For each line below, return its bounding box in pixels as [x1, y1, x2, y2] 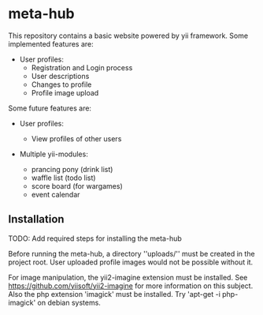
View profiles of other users [31, 133, 122, 143]
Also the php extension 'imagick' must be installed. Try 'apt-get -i [8, 289, 220, 298]
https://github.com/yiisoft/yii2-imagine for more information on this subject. [8, 281, 254, 291]
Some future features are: [8, 103, 92, 113]
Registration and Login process [31, 62, 133, 72]
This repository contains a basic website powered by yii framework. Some [8, 31, 249, 40]
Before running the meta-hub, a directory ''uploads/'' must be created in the [8, 249, 255, 258]
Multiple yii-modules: [19, 149, 88, 159]
